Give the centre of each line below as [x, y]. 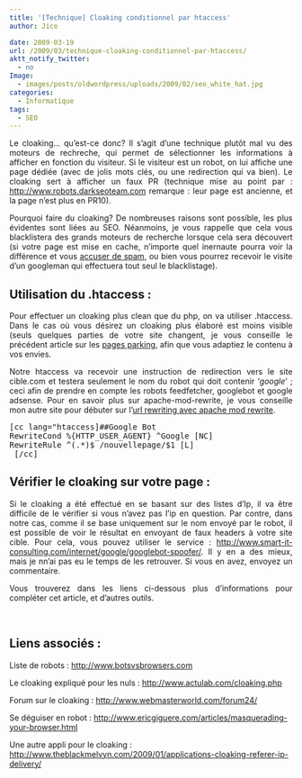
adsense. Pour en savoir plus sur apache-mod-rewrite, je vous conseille [151, 401]
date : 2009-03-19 [42, 42]
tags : [19, 109]
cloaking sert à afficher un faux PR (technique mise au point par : [151, 182]
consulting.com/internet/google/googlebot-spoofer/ [106, 551]
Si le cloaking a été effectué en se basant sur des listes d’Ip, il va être [151, 503]
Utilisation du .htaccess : [80, 294]
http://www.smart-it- [254, 542]
